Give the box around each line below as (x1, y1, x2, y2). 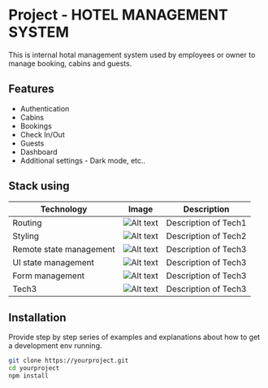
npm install (8, 372, 49, 380)
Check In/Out (19, 129, 65, 139)
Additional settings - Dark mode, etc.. (19, 155, 146, 165)
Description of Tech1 (166, 217, 247, 229)
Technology (40, 203, 88, 215)
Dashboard (19, 146, 58, 156)
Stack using (8, 179, 71, 193)
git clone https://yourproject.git (8, 356, 129, 365)
